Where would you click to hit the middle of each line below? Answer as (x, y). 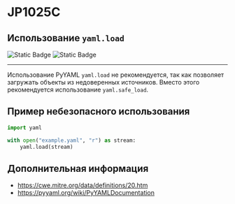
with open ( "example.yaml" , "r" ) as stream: (72, 140)
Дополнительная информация (78, 168)
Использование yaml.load (66, 38)
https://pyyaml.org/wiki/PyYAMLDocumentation (86, 193)
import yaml (24, 127)
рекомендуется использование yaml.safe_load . (78, 89)
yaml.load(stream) (47, 147)
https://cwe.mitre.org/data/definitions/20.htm (83, 185)
